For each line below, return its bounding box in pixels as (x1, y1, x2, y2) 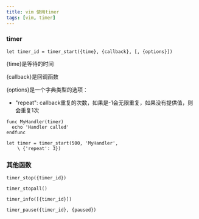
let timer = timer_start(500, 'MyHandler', (6, 140, 119, 146)
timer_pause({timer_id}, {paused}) (6, 207, 97, 214)
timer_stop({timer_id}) (6, 175, 67, 181)
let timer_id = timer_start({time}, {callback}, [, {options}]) (6, 48, 173, 55)
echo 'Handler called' (12, 124, 69, 130)
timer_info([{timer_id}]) (6, 196, 72, 203)
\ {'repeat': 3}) (17, 145, 61, 151)
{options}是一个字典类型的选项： (6, 86, 88, 93)
